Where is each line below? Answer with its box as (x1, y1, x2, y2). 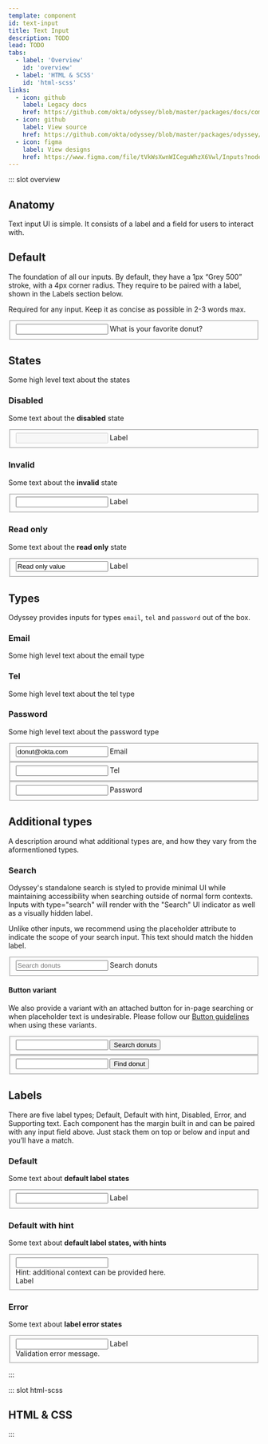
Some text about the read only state (8, 542, 128, 551)
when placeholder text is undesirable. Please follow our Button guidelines (8, 1012, 250, 1021)
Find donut (113, 1060, 146, 1068)
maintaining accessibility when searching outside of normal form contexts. (8, 891, 254, 901)
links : (8, 86, 30, 94)
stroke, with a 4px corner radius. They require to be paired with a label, (8, 280, 242, 290)
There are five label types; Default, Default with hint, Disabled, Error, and (8, 1110, 247, 1120)
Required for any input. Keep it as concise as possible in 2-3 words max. (8, 304, 246, 314)
